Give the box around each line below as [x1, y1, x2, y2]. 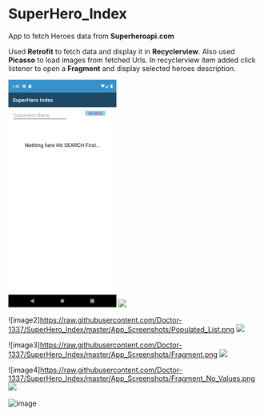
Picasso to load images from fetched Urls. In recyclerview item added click [8, 55, 256, 65]
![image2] [8, 315, 41, 324]
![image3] [8, 340, 41, 350]
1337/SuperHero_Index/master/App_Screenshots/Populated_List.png [8, 324, 234, 334]
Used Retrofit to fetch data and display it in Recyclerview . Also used [8, 46, 235, 56]
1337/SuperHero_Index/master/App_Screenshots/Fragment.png [8, 349, 218, 359]
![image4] [8, 365, 41, 374]
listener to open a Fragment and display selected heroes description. [8, 63, 236, 73]
